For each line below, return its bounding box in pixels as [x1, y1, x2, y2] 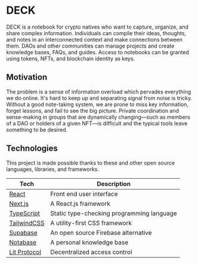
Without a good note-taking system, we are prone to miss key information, [6, 101, 189, 108]
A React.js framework [50, 199, 110, 207]
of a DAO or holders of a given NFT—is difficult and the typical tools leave [6, 120, 188, 127]
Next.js [9, 199, 29, 207]
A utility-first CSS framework [50, 219, 132, 227]
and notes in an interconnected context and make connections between [6, 36, 183, 43]
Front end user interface [50, 190, 118, 198]
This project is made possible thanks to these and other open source [6, 159, 175, 166]
